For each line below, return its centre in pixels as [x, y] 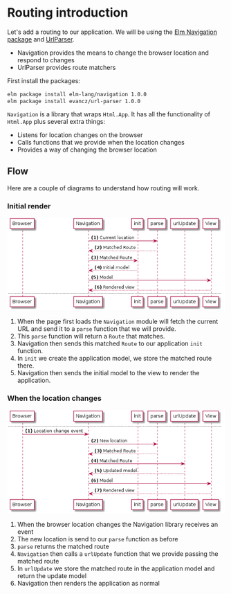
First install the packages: [44, 80]
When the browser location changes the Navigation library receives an [118, 524]
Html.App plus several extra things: [56, 121]
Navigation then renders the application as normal [89, 583]
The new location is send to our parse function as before [98, 539]
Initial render [29, 206]
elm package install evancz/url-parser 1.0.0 [74, 101]
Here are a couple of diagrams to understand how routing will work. [103, 188]
